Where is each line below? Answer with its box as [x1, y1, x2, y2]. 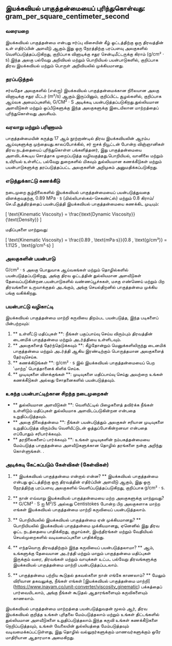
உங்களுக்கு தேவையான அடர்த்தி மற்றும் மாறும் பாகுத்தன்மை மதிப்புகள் [12, 550, 151, 556]
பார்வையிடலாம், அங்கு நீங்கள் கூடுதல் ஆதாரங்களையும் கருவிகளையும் [12, 589, 148, 596]
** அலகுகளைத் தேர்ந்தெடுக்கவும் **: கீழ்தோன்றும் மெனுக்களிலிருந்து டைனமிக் [12, 342, 166, 349]
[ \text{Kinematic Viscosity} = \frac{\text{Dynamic [5, 211, 111, 217]
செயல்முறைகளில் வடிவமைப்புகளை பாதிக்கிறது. [12, 534, 105, 540]
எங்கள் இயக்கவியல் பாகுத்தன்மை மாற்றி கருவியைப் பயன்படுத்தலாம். [12, 506, 146, 512]
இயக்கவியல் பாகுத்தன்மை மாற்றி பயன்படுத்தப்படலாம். [12, 562, 119, 568]
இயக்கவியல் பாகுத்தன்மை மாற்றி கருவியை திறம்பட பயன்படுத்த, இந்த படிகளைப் [5, 315, 159, 321]
